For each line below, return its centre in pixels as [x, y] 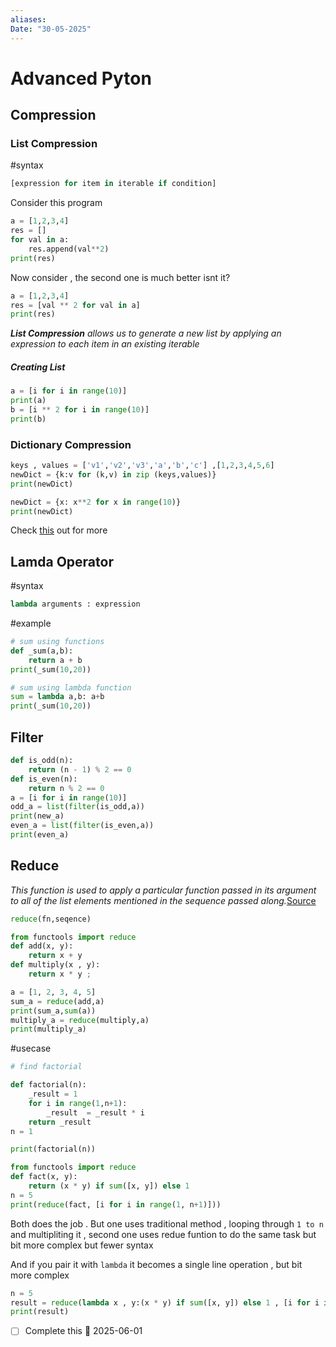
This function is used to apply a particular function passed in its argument [163, 890]
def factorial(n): [48, 1085]
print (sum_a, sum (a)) [53, 1011]
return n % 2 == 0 [66, 788]
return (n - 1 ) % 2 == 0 [80, 769]
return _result [60, 1122]
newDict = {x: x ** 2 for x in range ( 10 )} [96, 502]
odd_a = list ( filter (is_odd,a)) [77, 807]
